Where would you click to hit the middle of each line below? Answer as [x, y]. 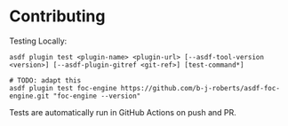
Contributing [57, 16]
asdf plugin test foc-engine [63, 88]
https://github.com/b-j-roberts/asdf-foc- [200, 88]
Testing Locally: [38, 41]
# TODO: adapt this [45, 80]
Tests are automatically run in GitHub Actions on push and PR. [123, 112]
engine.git [29, 96]
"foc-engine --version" [97, 96]
